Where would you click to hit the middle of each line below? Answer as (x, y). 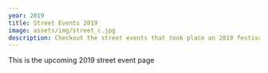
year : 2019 (26, 15)
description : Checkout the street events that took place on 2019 (121, 38)
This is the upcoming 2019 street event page (81, 60)
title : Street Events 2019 (53, 23)
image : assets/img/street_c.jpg (62, 30)
